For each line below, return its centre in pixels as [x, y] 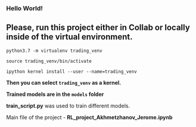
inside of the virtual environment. [69, 37]
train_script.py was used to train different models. [68, 106]
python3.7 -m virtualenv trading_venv [54, 51]
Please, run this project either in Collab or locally [98, 28]
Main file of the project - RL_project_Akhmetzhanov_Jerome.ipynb [89, 117]
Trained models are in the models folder [55, 94]
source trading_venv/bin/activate [49, 61]
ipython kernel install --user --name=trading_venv [71, 72]
